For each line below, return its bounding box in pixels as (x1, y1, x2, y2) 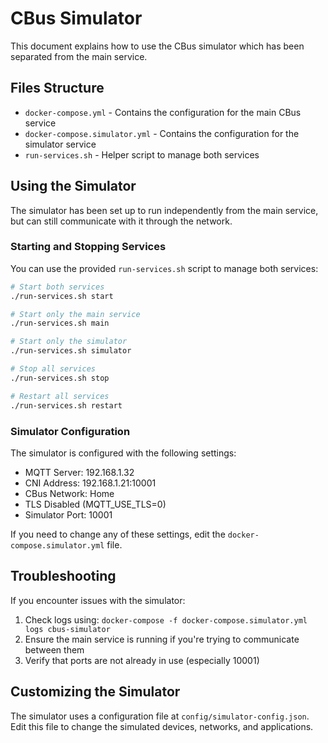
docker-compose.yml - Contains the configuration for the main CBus (24, 106, 302, 118)
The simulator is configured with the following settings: (10, 447, 237, 459)
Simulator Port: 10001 (24, 508, 113, 521)
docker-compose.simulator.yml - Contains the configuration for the (24, 127, 300, 139)
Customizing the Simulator (10, 683, 181, 701)
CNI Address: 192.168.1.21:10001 (24, 477, 157, 489)
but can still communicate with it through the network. (10, 215, 233, 227)
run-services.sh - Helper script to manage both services (24, 148, 260, 161)
